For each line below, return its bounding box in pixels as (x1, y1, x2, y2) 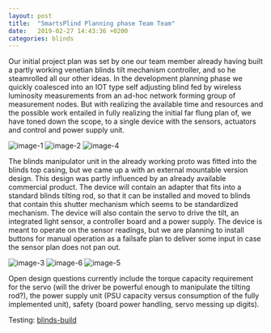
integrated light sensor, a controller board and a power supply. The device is (8, 217, 263, 226)
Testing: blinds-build (8, 315, 77, 325)
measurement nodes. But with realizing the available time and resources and (8, 99, 264, 109)
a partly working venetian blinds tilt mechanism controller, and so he (8, 65, 236, 75)
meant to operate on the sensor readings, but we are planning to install (8, 226, 244, 235)
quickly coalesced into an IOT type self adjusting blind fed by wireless (8, 82, 242, 92)
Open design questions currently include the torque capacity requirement (8, 274, 253, 284)
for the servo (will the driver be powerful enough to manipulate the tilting (8, 282, 251, 292)
